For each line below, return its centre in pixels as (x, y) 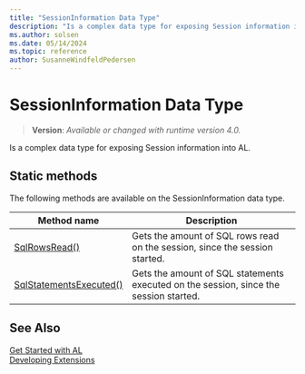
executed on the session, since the (206, 284)
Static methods (54, 177)
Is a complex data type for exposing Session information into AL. (130, 147)
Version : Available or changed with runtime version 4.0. (136, 130)
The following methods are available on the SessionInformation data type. (148, 198)
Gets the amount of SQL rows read (205, 235)
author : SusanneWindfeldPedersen (73, 60)
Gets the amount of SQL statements (207, 273)
